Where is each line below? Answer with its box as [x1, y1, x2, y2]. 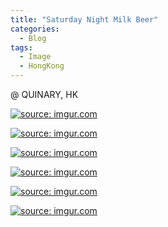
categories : [10, 24, 60, 34]
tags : [10, 42, 33, 53]
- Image [19, 52, 52, 62]
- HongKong [19, 61, 65, 71]
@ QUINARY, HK [10, 89, 79, 100]
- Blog [19, 33, 47, 43]
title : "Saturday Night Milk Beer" [10, 14, 159, 25]
